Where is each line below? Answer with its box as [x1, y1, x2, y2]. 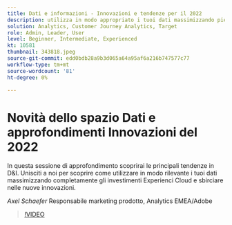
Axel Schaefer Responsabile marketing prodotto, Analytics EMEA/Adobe [7, 197, 213, 205]
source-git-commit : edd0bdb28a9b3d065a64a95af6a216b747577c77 [7, 55, 190, 62]
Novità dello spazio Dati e [7, 109, 156, 125]
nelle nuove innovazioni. [7, 184, 76, 192]
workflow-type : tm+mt [7, 61, 70, 68]
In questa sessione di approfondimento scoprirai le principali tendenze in [7, 162, 215, 170]
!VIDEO [23, 211, 45, 219]
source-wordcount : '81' [7, 67, 76, 74]
